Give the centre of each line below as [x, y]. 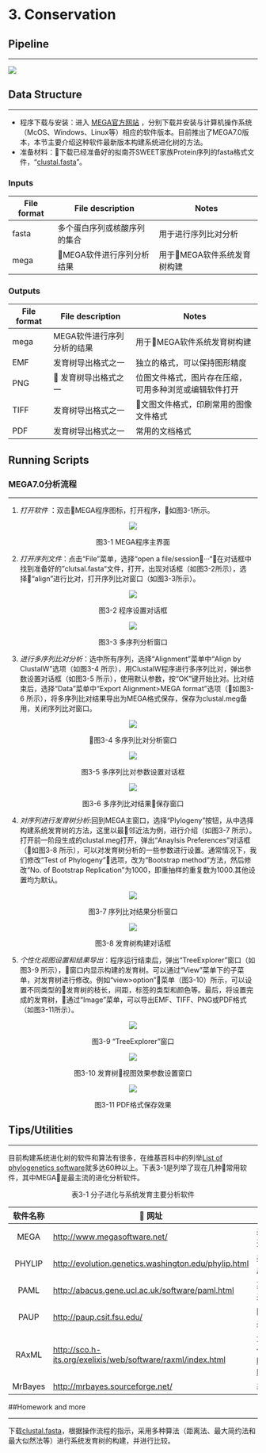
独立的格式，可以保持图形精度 [191, 363]
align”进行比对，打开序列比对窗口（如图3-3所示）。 [117, 579]
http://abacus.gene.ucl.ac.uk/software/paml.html [144, 1290]
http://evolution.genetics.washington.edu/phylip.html [151, 1264]
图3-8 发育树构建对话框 [133, 943]
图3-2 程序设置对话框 [133, 610]
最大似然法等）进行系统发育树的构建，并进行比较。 [91, 1440]
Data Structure [46, 95]
